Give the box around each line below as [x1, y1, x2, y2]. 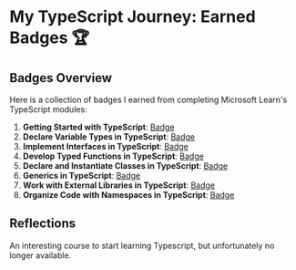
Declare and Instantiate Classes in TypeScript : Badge [22, 161, 229, 171]
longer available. [9, 249, 72, 261]
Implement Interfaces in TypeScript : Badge [22, 141, 189, 151]
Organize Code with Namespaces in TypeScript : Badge [22, 190, 235, 200]
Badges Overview [9, 70, 112, 86]
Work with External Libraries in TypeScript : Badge [22, 180, 216, 191]
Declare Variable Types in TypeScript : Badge [22, 131, 196, 142]
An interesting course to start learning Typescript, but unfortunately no [9, 240, 275, 251]
